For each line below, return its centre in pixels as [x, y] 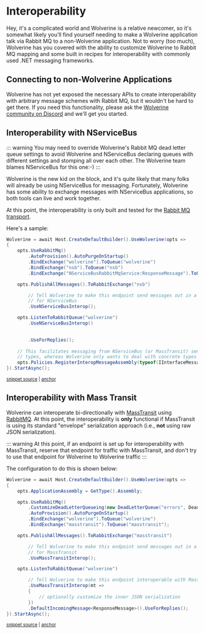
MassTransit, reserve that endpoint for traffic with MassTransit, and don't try [102, 450]
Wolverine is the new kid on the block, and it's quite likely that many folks [98, 178]
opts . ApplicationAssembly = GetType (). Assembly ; [80, 491]
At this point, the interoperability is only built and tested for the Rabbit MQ [98, 210]
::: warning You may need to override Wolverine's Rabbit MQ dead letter [96, 147]
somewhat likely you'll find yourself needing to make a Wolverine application [102, 34]
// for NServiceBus [53, 301]
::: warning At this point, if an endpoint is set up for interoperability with [95, 443]
